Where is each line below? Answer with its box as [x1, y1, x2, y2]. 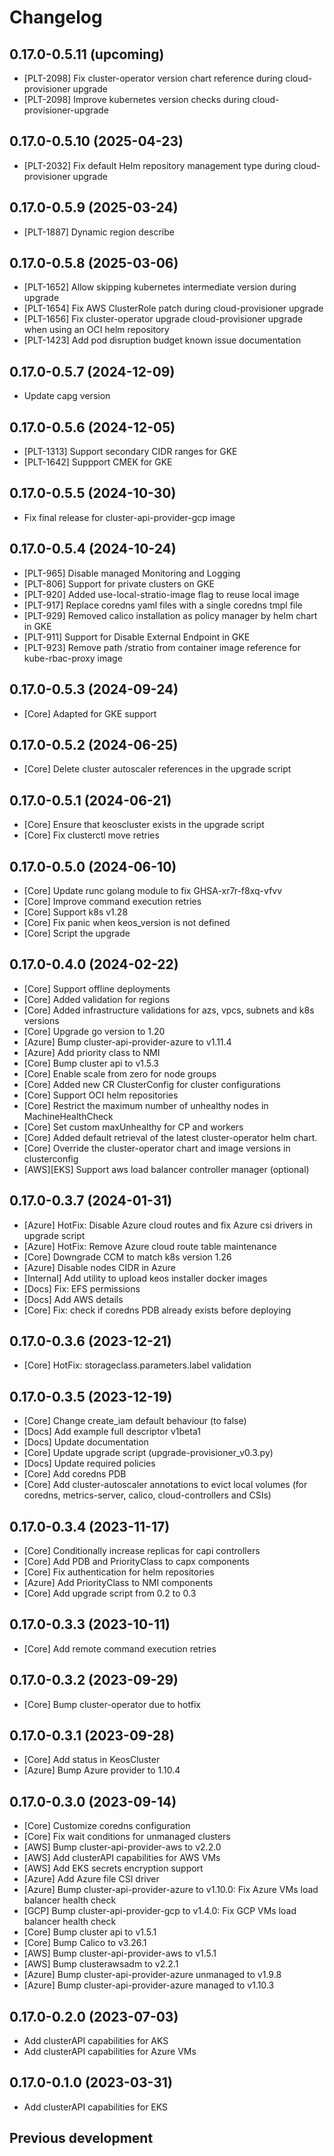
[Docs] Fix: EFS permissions [23, 1282, 141, 1295]
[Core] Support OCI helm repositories [23, 1089, 179, 1101]
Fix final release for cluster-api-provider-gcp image [23, 511, 236, 523]
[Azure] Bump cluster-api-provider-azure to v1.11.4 [23, 1036, 232, 1048]
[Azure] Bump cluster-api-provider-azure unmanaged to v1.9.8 [23, 1969, 282, 1981]
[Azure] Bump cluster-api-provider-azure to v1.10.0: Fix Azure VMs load [23, 1884, 319, 1896]
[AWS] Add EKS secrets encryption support [23, 1862, 204, 1875]
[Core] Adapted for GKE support [23, 707, 157, 720]
